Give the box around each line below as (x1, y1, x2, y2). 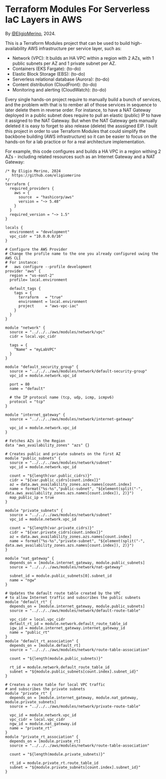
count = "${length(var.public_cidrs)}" (9, 473, 92, 478)
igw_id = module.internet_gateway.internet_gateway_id (9, 625, 125, 630)
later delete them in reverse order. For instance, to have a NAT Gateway (5, 107, 151, 113)
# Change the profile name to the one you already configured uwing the (5, 251, 159, 256)
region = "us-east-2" (9, 273, 55, 278)
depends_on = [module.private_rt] (9, 739, 81, 744)
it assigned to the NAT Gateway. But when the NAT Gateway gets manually (5, 117, 158, 123)
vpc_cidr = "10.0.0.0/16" (9, 234, 63, 239)
